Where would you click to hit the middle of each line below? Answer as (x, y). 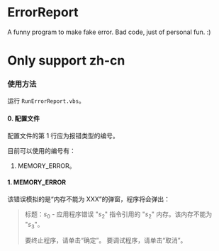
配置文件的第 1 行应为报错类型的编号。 (63, 135)
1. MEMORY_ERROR (37, 182)
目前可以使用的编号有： (41, 150)
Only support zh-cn (66, 61)
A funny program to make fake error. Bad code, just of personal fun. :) (109, 32)
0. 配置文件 (24, 118)
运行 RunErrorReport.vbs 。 (46, 101)
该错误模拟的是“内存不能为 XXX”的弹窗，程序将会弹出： (89, 199)
